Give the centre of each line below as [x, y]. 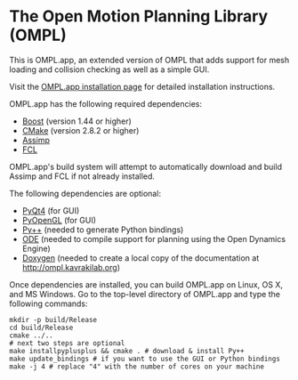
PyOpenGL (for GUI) [59, 220]
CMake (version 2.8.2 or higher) [81, 130]
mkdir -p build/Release [53, 319]
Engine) [36, 248]
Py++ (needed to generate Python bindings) [103, 230]
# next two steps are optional [67, 343]
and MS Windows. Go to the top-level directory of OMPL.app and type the [145, 294]
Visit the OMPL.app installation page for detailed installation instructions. [142, 86]
